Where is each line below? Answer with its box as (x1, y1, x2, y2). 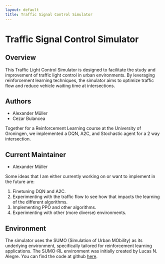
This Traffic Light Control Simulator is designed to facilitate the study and (5, 66, 156, 72)
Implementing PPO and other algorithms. (12, 204, 96, 210)
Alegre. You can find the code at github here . (5, 253, 98, 259)
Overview (5, 53, 36, 62)
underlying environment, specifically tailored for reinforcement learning (5, 242, 152, 248)
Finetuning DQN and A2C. (12, 188, 66, 194)
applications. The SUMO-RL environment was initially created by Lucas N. (5, 248, 157, 254)
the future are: (5, 178, 35, 185)
